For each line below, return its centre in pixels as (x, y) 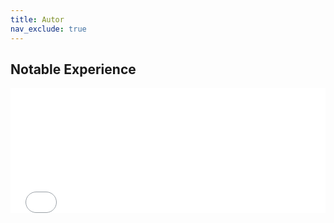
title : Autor (37, 19)
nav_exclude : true (48, 29)
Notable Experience (73, 69)
